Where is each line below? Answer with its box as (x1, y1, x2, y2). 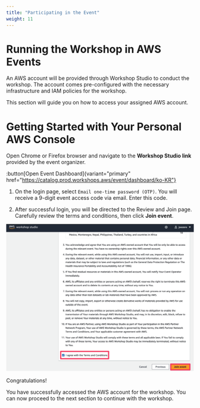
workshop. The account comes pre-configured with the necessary (6, 81, 170, 88)
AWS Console (6, 132, 76, 146)
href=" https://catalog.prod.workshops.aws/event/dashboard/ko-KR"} (6, 177, 177, 184)
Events (6, 55, 42, 69)
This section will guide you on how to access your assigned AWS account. (6, 99, 189, 106)
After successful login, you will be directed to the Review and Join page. (14, 206, 192, 213)
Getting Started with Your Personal (6, 120, 182, 134)
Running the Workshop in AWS (6, 42, 162, 56)
